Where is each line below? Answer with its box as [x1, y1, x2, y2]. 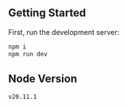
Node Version [8, 71, 78, 86]
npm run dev [8, 50, 48, 58]
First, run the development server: [8, 27, 120, 36]
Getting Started [8, 6, 87, 20]
